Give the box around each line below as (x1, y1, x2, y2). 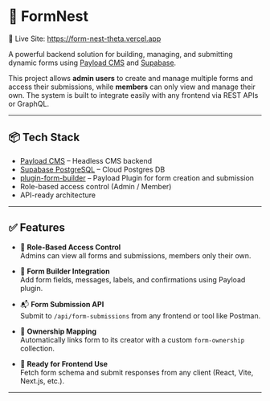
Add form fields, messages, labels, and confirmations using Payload (19, 274, 246, 284)
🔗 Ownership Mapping (19, 326, 97, 336)
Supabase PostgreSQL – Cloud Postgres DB (19, 164, 166, 174)
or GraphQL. (8, 99, 50, 108)
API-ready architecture (19, 190, 96, 200)
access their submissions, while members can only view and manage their (8, 82, 256, 91)
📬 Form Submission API (19, 299, 104, 309)
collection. (19, 343, 55, 353)
